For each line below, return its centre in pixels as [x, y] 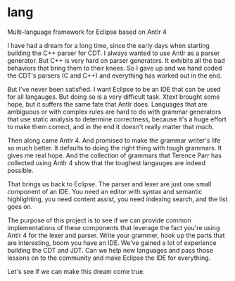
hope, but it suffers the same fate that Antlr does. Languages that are [107, 104]
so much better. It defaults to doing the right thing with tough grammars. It [115, 148]
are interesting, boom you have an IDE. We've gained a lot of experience [112, 243]
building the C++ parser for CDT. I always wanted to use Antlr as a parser [114, 53]
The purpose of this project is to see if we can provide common [99, 220]
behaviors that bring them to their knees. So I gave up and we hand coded [115, 68]
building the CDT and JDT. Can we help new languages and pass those [110, 250]
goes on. [20, 206]
